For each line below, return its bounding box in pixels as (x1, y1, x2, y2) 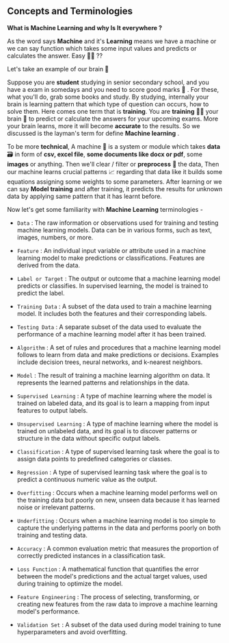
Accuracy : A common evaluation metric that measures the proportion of (16, 544, 219, 553)
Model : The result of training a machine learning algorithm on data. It (16, 371, 211, 379)
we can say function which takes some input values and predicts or (7, 44, 197, 52)
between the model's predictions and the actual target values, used (16, 572, 207, 580)
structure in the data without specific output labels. (16, 434, 161, 442)
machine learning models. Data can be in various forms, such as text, (16, 226, 213, 234)
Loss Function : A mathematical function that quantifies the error (16, 565, 200, 573)
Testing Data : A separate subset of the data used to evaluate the (16, 322, 202, 331)
